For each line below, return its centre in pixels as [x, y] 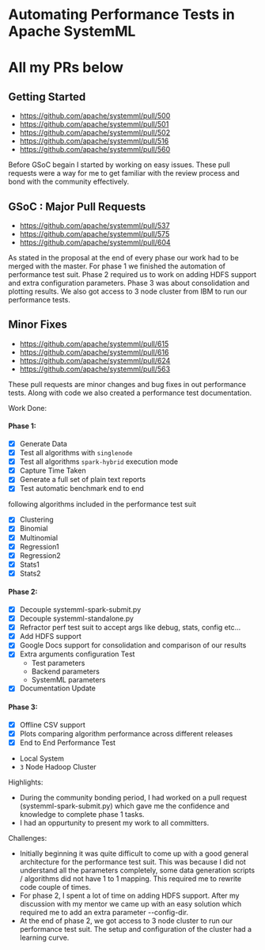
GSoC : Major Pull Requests [77, 206]
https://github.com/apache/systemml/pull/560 [95, 150]
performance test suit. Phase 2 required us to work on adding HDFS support [132, 274]
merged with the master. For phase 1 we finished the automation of [117, 266]
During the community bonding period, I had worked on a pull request [133, 797]
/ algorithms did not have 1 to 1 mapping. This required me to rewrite [131, 878]
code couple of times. [55, 887]
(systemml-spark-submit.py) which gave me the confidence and [124, 806]
